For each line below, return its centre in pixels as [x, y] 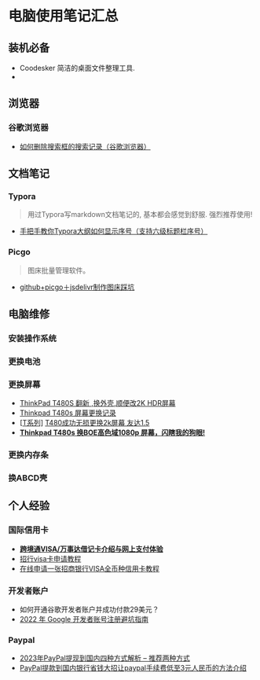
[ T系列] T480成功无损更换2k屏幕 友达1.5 [84, 423]
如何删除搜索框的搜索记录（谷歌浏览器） [85, 146]
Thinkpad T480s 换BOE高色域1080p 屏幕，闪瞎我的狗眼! [112, 432]
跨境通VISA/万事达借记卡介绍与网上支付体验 [91, 549]
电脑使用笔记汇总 [64, 16]
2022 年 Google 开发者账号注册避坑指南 [84, 619]
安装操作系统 [33, 338]
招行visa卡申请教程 [50, 558]
